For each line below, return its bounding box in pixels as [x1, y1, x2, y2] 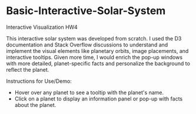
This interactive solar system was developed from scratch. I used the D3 [6, 35, 182, 42]
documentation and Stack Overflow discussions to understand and [6, 41, 168, 48]
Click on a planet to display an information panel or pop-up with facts [14, 95, 183, 102]
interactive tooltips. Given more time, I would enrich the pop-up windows [6, 53, 183, 61]
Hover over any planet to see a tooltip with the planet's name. [14, 89, 164, 96]
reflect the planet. [6, 66, 49, 73]
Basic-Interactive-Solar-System [6, 4, 166, 18]
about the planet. [14, 101, 57, 108]
